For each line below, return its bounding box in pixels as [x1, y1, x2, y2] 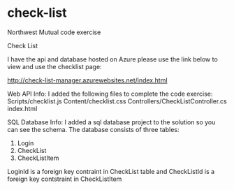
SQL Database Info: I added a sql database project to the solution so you [7, 117, 216, 126]
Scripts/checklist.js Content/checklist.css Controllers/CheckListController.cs [7, 96, 227, 105]
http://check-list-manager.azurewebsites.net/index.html [7, 75, 168, 85]
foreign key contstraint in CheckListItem [7, 175, 122, 183]
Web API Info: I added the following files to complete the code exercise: [7, 89, 213, 98]
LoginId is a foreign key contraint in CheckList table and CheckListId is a [7, 167, 215, 175]
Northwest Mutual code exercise [7, 28, 101, 36]
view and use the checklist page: [7, 62, 103, 71]
